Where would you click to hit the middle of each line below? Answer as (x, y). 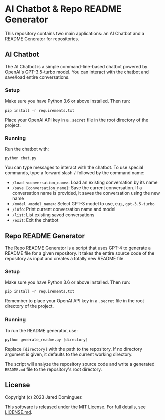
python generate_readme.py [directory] (47, 340)
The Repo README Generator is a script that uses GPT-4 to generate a (78, 248)
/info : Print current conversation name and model (64, 209)
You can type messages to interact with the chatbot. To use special (74, 168)
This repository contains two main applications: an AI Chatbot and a (75, 33)
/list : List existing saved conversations (53, 215)
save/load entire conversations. (37, 77)
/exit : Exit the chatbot (35, 220)
